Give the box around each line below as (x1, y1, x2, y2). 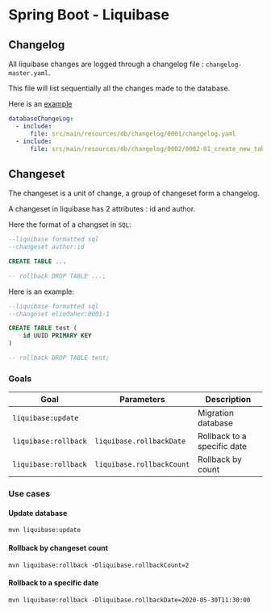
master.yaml (8, 69, 48, 78)
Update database (8, 508, 68, 518)
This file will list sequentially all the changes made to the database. (8, 83, 231, 93)
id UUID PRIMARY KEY (23, 332, 92, 340)
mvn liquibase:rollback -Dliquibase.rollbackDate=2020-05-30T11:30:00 (8, 596, 251, 604)
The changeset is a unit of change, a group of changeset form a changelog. (8, 188, 260, 199)
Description (205, 394, 252, 405)
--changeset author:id (8, 243, 85, 251)
